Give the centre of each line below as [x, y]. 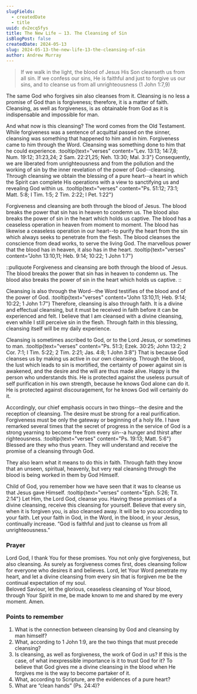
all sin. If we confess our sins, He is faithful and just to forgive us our [103, 78]
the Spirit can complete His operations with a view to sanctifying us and [93, 182]
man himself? [31, 636]
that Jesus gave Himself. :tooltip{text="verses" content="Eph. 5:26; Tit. [92, 492]
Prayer [16, 545]
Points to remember [35, 616]
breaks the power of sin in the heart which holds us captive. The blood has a [98, 218]
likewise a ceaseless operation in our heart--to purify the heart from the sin [97, 231]
